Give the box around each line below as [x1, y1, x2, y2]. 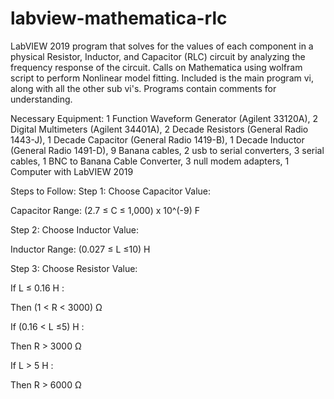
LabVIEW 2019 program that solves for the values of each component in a [10, 40, 314, 52]
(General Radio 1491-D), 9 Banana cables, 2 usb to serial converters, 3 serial [10, 144, 325, 156]
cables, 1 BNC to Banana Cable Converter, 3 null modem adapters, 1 [10, 155, 290, 167]
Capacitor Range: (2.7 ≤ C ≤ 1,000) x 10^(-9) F [10, 204, 200, 216]
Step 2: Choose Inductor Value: [10, 223, 139, 236]
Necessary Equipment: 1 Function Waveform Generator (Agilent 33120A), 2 [10, 112, 319, 124]
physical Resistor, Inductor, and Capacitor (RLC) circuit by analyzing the [10, 50, 306, 62]
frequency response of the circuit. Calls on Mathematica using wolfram [10, 61, 303, 73]
